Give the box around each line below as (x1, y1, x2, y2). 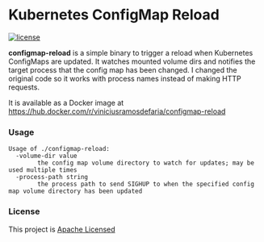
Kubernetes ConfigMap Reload (8, 6, 220, 24)
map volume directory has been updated (8, 187, 143, 195)
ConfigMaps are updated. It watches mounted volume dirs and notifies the (8, 56, 256, 66)
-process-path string (15, 173, 89, 181)
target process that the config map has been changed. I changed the (8, 65, 237, 74)
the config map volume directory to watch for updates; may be (37, 159, 254, 167)
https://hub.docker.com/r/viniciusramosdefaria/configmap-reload (8, 106, 226, 116)
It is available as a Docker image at (8, 98, 124, 107)
